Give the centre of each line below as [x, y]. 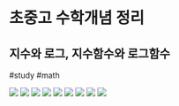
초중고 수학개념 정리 [77, 18]
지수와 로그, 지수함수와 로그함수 [89, 53]
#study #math [34, 75]
